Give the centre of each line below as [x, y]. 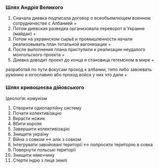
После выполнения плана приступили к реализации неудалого [79, 50]
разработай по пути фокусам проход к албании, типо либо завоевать [79, 69]
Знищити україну [31, 134]
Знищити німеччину [33, 155]
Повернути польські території [44, 150]
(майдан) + [24, 34]
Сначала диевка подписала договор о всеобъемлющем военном [82, 18]
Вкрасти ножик [29, 118]
